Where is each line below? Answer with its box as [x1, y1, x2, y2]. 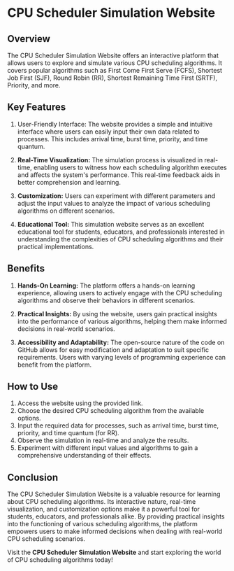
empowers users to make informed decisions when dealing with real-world [7, 527, 223, 536]
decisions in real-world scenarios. [17, 324, 115, 333]
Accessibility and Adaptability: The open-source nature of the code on [17, 338, 225, 346]
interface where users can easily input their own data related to [17, 127, 200, 136]
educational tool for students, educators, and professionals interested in [17, 227, 225, 236]
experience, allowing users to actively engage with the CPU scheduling [17, 288, 222, 297]
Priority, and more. [7, 81, 61, 89]
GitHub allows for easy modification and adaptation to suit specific [17, 345, 210, 354]
